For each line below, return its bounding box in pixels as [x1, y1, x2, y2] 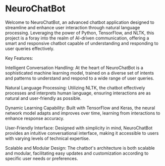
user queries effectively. [5, 45, 55, 51]
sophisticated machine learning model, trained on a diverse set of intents [5, 70, 154, 76]
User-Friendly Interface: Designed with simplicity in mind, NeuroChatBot [5, 124, 153, 131]
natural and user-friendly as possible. [5, 95, 82, 101]
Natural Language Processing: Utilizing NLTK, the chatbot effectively [5, 84, 145, 90]
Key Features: [5, 55, 33, 61]
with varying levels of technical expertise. [5, 135, 90, 141]
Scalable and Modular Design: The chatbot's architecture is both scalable [5, 145, 155, 151]
